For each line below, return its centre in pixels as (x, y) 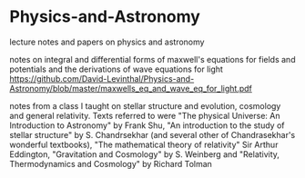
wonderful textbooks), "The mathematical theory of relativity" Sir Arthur (144, 144)
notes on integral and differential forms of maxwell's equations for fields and (152, 59)
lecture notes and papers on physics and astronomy (107, 42)
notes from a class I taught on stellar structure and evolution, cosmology (145, 105)
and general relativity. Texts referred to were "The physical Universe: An (145, 115)
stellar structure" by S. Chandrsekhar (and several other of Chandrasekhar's (152, 134)
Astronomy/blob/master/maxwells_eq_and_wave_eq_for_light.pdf (131, 88)
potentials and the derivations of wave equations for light (116, 69)
